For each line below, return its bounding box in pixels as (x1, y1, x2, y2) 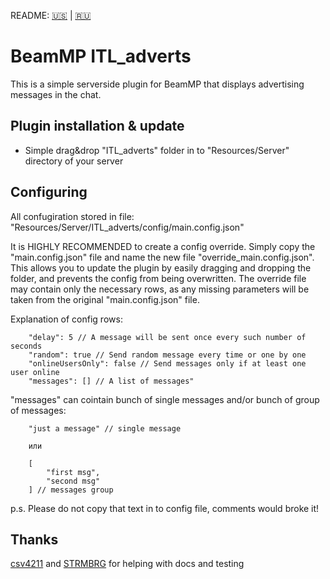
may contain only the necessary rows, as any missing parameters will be (10, 283, 310, 295)
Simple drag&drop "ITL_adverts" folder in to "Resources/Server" (24, 144, 290, 156)
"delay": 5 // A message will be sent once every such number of (28, 332, 307, 342)
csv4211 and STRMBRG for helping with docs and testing (10, 558, 245, 570)
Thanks (10, 531, 59, 548)
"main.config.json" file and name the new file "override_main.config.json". (10, 251, 315, 263)
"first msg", (46, 467, 101, 477)
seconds (10, 341, 43, 351)
